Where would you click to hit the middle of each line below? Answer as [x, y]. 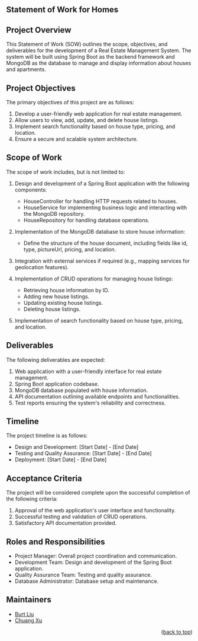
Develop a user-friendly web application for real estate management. [98, 114]
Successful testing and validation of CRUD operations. [81, 517]
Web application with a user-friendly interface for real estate [88, 371]
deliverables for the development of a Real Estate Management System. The [99, 50]
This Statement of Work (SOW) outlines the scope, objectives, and [87, 44]
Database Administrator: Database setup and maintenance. [87, 581]
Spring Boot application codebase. [57, 384]
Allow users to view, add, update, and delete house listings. [87, 120]
